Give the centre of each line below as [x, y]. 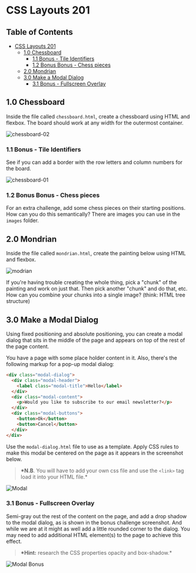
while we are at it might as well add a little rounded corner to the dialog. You [98, 529]
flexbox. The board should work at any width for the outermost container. [95, 123]
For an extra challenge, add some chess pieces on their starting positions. [96, 208]
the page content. [28, 347]
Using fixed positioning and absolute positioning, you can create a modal [94, 334]
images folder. [23, 220]
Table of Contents [40, 32]
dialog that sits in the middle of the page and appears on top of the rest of [96, 340]
